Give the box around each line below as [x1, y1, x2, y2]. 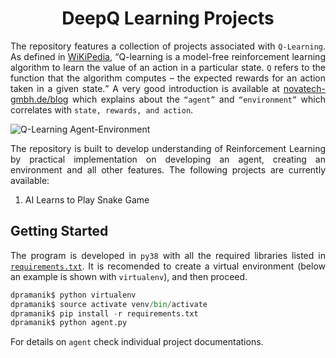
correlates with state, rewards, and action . [10, 103, 194, 116]
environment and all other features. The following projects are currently [10, 163, 326, 176]
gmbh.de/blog [10, 93, 69, 105]
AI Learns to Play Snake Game [24, 193, 150, 206]
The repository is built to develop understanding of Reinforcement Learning [10, 142, 326, 154]
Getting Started [10, 223, 109, 240]
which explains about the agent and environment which [71, 93, 326, 105]
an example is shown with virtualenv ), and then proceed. [10, 270, 248, 282]
